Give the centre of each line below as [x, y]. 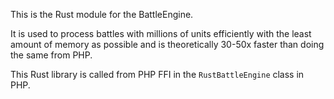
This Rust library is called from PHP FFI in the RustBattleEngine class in [157, 74]
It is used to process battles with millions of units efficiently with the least [161, 33]
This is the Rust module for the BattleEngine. [102, 14]
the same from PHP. [51, 55]
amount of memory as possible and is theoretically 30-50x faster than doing [167, 44]
